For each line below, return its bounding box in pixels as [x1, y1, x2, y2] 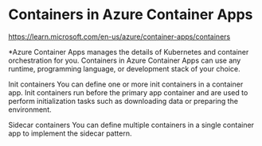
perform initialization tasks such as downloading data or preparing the [8, 96, 239, 106]
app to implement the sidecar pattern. [8, 129, 132, 138]
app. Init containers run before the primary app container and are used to [8, 87, 248, 97]
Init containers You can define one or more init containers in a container [8, 79, 244, 89]
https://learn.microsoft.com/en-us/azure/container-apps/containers [8, 32, 231, 41]
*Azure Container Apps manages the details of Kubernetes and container [8, 47, 249, 56]
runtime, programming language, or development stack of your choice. [8, 63, 240, 73]
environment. [8, 105, 52, 114]
